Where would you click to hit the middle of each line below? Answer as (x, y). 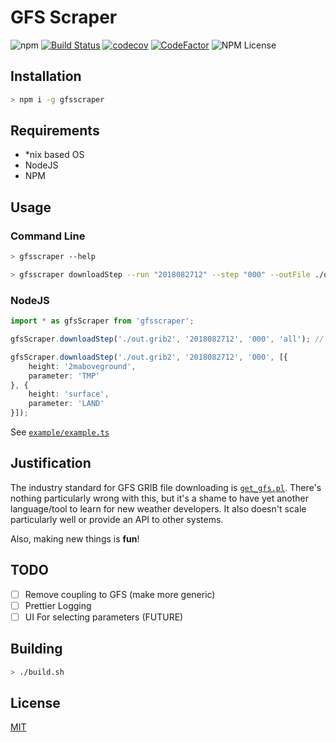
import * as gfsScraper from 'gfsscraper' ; (102, 321)
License (35, 702)
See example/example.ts (60, 432)
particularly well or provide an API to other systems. (117, 519)
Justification (51, 463)
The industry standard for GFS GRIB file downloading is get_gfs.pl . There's (166, 487)
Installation (46, 76)
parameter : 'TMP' (64, 376)
